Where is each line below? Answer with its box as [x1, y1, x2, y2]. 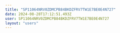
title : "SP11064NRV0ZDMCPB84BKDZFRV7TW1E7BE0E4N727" [5, 7, 116, 12]
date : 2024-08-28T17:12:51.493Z [5, 12, 72, 16]
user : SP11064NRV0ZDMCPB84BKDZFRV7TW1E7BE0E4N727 [5, 16, 110, 21]
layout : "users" [5, 20, 39, 26]
